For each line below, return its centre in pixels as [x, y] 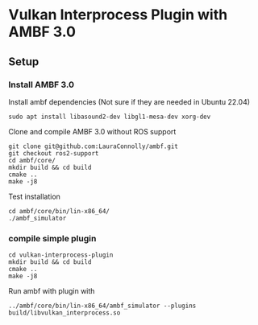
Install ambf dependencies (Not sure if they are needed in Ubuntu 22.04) [129, 101]
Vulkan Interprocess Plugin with [118, 15]
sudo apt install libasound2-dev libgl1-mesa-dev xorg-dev [110, 117]
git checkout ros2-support [54, 153]
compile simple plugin [52, 238]
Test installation [34, 196]
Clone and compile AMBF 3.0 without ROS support [92, 131]
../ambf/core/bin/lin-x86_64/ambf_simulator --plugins [102, 306]
